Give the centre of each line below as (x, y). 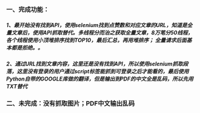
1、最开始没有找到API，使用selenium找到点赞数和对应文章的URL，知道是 (97, 25)
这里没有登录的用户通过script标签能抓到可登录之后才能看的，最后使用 (103, 71)
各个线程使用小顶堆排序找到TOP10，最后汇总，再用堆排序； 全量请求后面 (96, 40)
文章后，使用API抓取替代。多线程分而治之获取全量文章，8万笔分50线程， (102, 32)
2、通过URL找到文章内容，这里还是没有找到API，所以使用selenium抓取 (95, 64)
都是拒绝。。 (27, 47)
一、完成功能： (28, 9)
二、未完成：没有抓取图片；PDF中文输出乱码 (70, 103)
